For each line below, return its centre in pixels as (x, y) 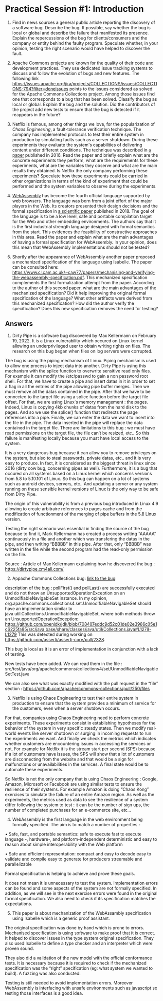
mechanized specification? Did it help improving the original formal (79, 293)
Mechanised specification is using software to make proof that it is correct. (80, 933)
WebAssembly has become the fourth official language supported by (81, 195)
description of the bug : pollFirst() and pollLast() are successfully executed (80, 588)
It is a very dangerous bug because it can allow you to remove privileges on (81, 453)
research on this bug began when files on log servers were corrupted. (82, 351)
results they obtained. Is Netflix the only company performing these (80, 170)
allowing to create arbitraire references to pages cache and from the (73, 509)
